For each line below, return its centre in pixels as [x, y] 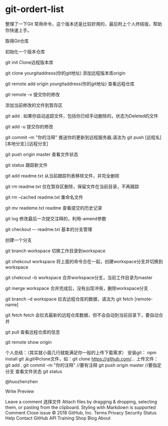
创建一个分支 [18, 240]
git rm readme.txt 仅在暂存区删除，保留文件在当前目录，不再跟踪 [72, 186]
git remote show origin [28, 342]
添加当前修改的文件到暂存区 [34, 105]
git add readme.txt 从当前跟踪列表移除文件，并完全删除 [62, 175]
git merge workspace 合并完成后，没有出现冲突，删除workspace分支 [77, 288]
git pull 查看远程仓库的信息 [33, 332]
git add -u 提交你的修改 [29, 127]
